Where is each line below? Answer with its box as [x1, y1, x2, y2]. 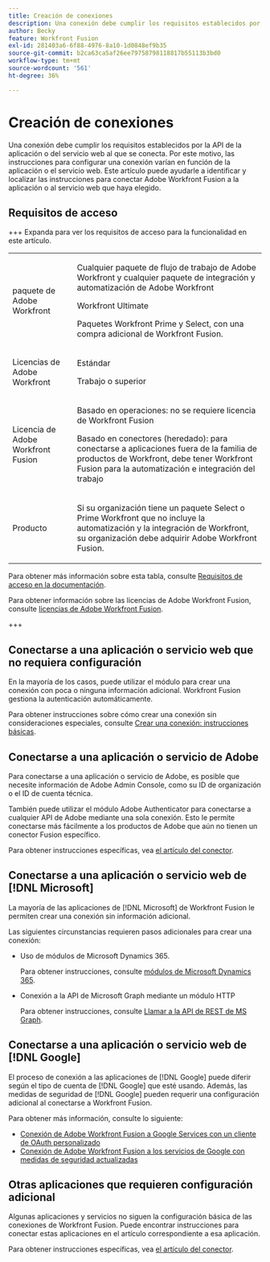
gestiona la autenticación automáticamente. [8, 694, 153, 704]
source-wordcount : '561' [8, 64, 92, 72]
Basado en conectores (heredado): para [76, 433, 228, 444]
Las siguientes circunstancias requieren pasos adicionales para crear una [8, 926, 252, 936]
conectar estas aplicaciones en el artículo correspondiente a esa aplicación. [8, 1229, 260, 1239]
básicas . [8, 727, 36, 736]
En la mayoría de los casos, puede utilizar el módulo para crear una [8, 677, 231, 687]
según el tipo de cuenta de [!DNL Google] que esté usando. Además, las [8, 1080, 247, 1091]
